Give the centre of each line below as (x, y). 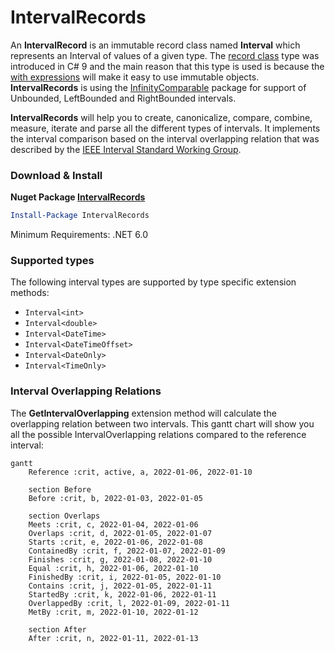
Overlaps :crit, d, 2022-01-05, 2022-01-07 (120, 533)
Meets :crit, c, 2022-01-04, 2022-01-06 (113, 524)
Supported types (52, 261)
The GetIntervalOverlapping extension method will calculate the (143, 413)
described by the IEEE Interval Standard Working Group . (126, 149)
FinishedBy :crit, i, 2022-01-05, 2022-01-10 (125, 577)
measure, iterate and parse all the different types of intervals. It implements (165, 128)
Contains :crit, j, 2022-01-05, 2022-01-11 (120, 586)
